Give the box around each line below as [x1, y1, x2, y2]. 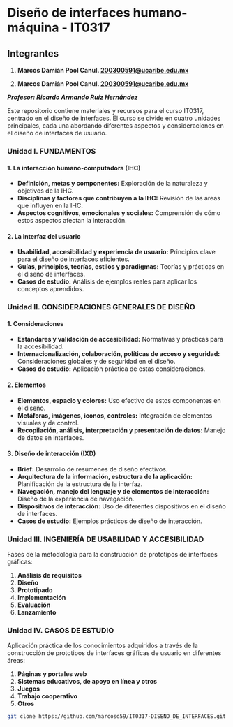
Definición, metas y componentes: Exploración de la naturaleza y [17, 179, 208, 188]
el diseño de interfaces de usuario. [7, 129, 107, 137]
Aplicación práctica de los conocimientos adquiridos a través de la [7, 641, 199, 650]
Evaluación [17, 601, 51, 609]
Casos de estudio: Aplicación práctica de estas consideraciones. [17, 365, 206, 373]
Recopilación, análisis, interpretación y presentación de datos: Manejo [17, 426, 226, 434]
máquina [7, 20, 59, 36]
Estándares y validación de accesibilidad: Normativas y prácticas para [17, 335, 223, 344]
